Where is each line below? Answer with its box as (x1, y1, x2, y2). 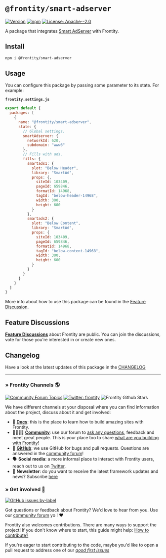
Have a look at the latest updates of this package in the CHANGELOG (5, 364, 146, 370)
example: (5, 88, 24, 93)
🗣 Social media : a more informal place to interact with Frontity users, (12, 456, 155, 462)
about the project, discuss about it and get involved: (5, 410, 111, 416)
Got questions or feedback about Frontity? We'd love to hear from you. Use (5, 507, 158, 513)
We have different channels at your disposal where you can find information (5, 404, 160, 410)
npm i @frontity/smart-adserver (5, 55, 72, 60)
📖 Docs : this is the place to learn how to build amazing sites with (12, 419, 144, 425)
